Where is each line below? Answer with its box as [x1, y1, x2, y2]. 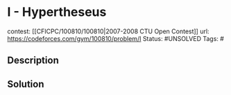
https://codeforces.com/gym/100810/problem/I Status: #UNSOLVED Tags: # [7, 34, 224, 42]
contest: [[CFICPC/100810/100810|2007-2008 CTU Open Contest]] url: [7, 27, 209, 35]
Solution [7, 78, 44, 90]
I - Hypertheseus [7, 4, 107, 20]
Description [7, 55, 59, 67]
